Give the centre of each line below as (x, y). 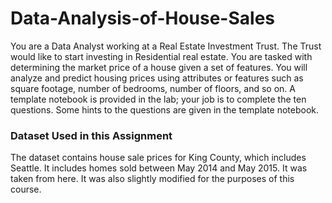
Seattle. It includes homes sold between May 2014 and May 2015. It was (159, 168)
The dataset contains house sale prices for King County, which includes (158, 158)
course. (26, 189)
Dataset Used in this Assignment (91, 135)
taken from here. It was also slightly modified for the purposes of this (152, 179)
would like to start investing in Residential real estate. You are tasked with (161, 56)
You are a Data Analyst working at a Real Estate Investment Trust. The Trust (166, 46)
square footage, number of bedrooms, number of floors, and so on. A (153, 88)
